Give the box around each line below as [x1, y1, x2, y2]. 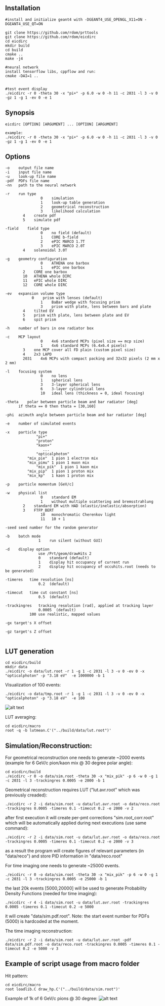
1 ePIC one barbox [40, 265, 85, 270]
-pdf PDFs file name [5, 178, 50, 184]
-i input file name [5, 170, 52, 175]
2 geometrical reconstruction [40, 205, 110, 210]
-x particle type [5, 430, 48, 435]
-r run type [5, 192, 37, 197]
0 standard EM [40, 495, 77, 500]
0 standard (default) [38, 556, 90, 561]
